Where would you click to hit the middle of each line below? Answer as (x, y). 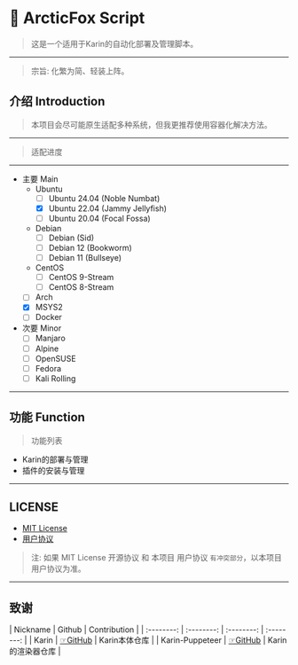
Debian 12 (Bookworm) (90, 248)
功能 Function (47, 417)
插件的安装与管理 (53, 470)
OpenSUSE (56, 358)
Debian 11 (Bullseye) (85, 258)
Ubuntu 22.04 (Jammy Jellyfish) (107, 208)
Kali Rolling (55, 378)
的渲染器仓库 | (35, 652)
